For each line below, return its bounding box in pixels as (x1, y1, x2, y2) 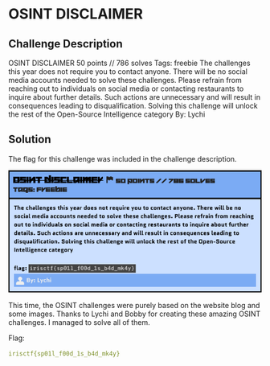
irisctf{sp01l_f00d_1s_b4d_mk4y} (8, 350, 121, 358)
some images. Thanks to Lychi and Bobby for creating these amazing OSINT (8, 309, 261, 319)
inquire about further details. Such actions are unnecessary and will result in (8, 93, 261, 101)
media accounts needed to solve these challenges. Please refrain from (8, 76, 243, 84)
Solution (8, 133, 51, 146)
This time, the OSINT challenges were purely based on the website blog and (8, 301, 260, 310)
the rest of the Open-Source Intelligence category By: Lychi (8, 109, 206, 119)
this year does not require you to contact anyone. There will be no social (8, 67, 247, 76)
